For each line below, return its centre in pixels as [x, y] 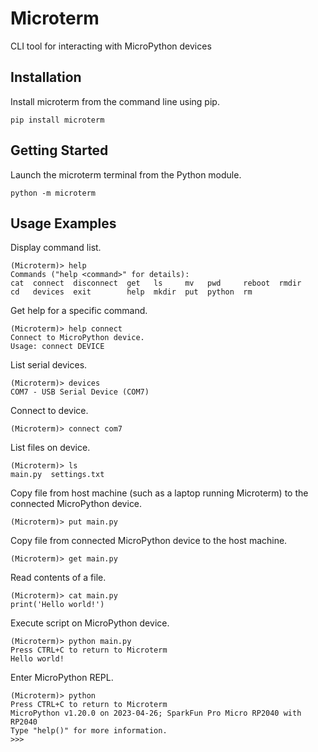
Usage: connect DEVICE [57, 347]
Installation [46, 77]
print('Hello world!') [57, 605]
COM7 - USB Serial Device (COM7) [80, 392]
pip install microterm [57, 120]
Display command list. [56, 248]
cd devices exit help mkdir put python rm [131, 292]
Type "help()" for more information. [89, 731]
